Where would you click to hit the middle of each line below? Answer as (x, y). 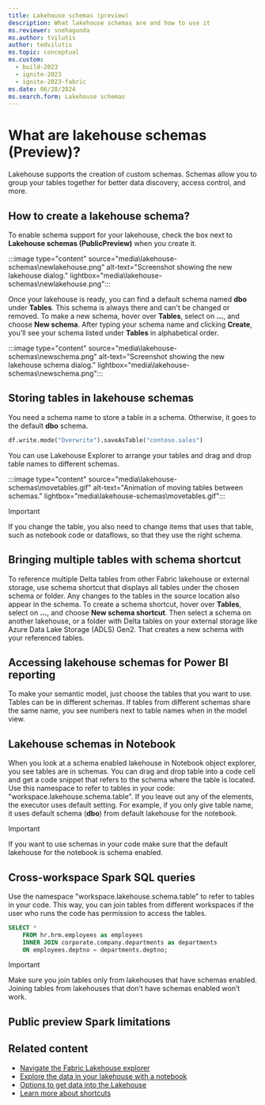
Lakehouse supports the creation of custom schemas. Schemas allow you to (132, 174)
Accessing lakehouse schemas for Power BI (118, 662)
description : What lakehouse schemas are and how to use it (110, 23)
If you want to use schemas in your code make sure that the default (118, 844)
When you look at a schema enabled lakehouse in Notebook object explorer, (132, 763)
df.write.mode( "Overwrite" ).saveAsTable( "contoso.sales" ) (106, 440)
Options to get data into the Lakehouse (83, 1084)
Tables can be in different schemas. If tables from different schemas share (129, 702)
